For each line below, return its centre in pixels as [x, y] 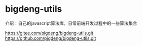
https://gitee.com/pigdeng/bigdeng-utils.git [49, 33]
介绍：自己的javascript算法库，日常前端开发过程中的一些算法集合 [71, 23]
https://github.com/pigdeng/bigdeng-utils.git [51, 38]
